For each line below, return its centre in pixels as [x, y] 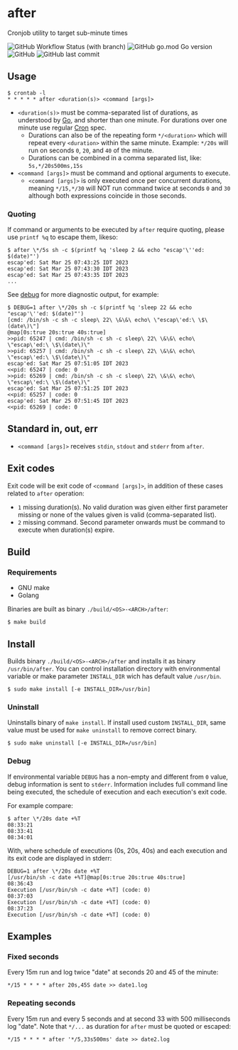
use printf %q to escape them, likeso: [63, 237]
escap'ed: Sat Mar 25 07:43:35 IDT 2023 [68, 275]
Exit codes [31, 469]
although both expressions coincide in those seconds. [107, 195]
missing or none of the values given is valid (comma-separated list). [117, 515]
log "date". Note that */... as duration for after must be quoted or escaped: [119, 1026]
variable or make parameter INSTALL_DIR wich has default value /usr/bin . [114, 676]
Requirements [32, 572]
